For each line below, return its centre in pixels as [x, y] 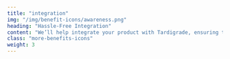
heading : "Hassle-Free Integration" [59, 26]
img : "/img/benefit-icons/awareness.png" [67, 20]
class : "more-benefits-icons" [50, 39]
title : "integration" [38, 13]
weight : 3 [21, 45]
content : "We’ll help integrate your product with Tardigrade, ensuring [113, 32]
